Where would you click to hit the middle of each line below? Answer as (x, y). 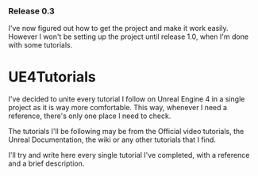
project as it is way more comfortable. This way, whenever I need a (118, 108)
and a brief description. (46, 163)
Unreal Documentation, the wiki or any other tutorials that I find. (112, 140)
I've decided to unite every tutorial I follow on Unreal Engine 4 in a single (127, 99)
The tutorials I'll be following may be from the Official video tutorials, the (126, 132)
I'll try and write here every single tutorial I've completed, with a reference (129, 155)
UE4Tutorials (52, 77)
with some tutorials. (40, 45)
